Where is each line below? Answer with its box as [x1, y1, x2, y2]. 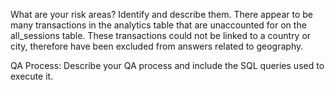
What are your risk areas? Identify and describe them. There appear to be [10, 9, 313, 20]
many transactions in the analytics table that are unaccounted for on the [10, 19, 307, 31]
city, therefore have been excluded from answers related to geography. [10, 40, 304, 52]
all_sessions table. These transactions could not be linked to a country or [10, 30, 312, 41]
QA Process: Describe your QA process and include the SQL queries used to [10, 60, 325, 71]
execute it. [10, 70, 54, 82]
